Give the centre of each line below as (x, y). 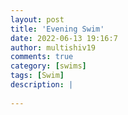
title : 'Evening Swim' (57, 29)
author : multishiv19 (53, 47)
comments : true (42, 57)
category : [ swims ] (48, 66)
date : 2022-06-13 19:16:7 (64, 38)
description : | (42, 85)
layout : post (37, 19)
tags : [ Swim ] (37, 76)
